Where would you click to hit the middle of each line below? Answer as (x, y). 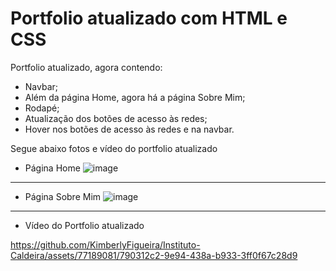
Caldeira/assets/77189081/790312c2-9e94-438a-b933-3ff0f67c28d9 (154, 255)
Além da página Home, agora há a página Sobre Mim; (135, 97)
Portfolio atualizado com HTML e (149, 18)
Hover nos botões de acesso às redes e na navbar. (129, 129)
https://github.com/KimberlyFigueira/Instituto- (105, 244)
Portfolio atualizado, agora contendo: (86, 67)
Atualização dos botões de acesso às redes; (116, 118)
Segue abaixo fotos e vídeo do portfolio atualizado (114, 148)
